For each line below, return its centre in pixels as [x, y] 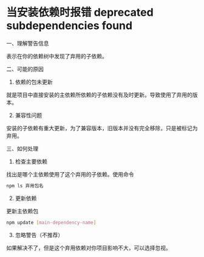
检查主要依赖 [31, 161]
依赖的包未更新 [34, 82]
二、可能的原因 [25, 69]
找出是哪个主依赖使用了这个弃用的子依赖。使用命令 [70, 174]
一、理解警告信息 [28, 43]
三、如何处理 [22, 149]
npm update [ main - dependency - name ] [51, 222]
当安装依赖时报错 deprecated [80, 12]
